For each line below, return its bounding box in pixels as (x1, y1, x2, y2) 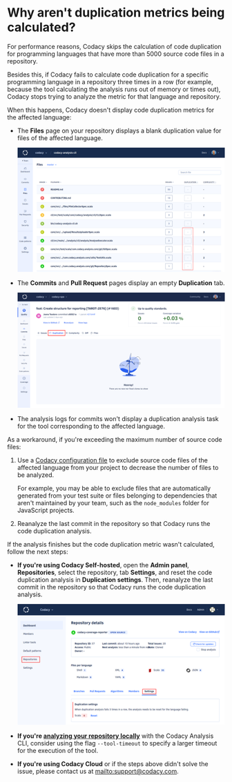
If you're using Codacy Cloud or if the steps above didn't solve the (17, 760, 209, 768)
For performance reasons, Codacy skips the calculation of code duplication (7, 42, 222, 50)
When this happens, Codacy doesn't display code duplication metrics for (7, 106, 215, 114)
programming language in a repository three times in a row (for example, (7, 77, 213, 86)
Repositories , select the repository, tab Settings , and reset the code (17, 568, 213, 576)
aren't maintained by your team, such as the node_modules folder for (17, 498, 209, 507)
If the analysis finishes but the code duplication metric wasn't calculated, (7, 540, 215, 548)
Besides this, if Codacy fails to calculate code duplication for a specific (7, 70, 209, 79)
